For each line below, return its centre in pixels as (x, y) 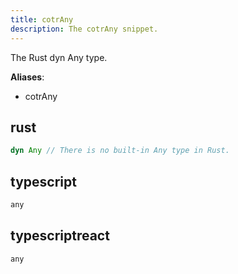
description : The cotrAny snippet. (84, 29)
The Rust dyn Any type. (59, 57)
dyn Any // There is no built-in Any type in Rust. (120, 151)
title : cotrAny (42, 19)
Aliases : (27, 77)
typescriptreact (60, 236)
